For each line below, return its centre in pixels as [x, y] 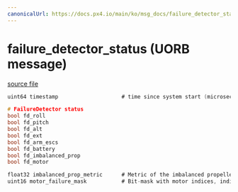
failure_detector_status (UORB [98, 49]
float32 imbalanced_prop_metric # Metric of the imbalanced [106, 175]
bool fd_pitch [28, 123]
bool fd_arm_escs [33, 142]
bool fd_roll [27, 116]
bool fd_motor [28, 162]
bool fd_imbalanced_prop [44, 156]
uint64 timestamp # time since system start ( [107, 96]
